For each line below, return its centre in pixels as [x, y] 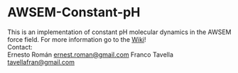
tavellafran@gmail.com [41, 62]
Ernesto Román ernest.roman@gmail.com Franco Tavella [91, 55]
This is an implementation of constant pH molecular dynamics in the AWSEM [119, 32]
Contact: [20, 47]
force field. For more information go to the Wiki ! [77, 39]
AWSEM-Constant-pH [74, 12]
